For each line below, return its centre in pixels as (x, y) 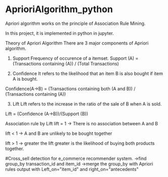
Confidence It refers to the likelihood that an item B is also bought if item (88, 73)
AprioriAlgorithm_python (59, 9)
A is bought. (25, 79)
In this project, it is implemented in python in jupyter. (60, 33)
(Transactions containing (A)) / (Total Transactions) (66, 63)
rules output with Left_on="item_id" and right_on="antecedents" (72, 169)
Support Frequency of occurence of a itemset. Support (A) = (75, 58)
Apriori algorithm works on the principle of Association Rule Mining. (75, 23)
